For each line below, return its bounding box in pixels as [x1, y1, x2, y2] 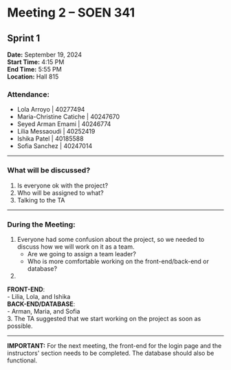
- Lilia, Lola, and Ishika [7, 292, 71, 300]
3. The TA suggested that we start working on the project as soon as [7, 314, 201, 322]
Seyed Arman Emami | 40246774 [16, 120, 111, 128]
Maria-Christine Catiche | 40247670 [16, 112, 120, 121]
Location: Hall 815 [7, 72, 59, 81]
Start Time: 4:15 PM [7, 58, 65, 66]
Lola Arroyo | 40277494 [16, 105, 85, 114]
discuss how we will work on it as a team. [16, 243, 135, 251]
